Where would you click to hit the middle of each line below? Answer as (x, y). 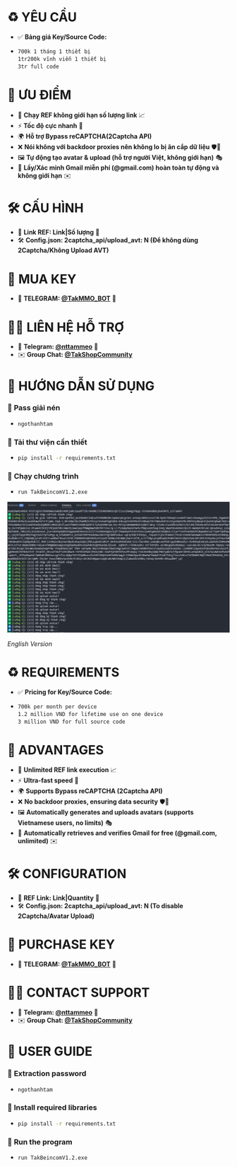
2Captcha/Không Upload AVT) (63, 250)
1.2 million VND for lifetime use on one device (90, 714)
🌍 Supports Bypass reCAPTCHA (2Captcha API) (90, 791)
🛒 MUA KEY (42, 279)
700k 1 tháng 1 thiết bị (54, 52)
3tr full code (38, 66)
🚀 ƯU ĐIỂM (39, 95)
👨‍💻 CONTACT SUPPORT (79, 993)
